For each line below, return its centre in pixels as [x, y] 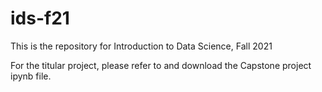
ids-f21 [40, 18]
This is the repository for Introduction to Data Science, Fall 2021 [141, 46]
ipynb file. [31, 76]
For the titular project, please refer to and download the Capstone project [161, 65]
